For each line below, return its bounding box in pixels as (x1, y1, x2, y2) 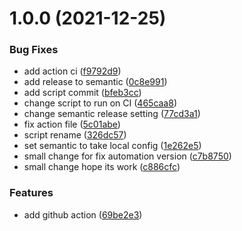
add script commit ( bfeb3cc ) (23, 87, 142, 99)
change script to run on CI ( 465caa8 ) (23, 97, 178, 109)
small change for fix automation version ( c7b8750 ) (23, 150, 232, 162)
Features (9, 186, 54, 200)
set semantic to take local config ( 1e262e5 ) (23, 140, 202, 152)
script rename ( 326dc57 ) (23, 129, 127, 141)
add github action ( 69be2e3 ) (23, 208, 143, 221)
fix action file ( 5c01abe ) (23, 118, 121, 131)
